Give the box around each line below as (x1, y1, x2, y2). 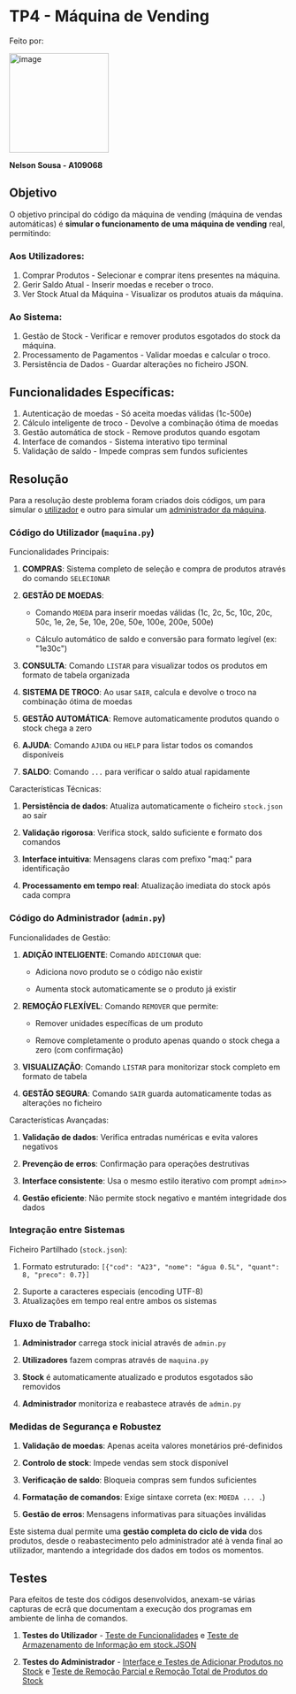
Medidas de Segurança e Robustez (9, 1421, 162, 1433)
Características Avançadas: (9, 1115, 109, 1125)
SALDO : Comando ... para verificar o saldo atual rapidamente (21, 767, 250, 778)
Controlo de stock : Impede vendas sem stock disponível (21, 1458, 229, 1468)
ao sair (21, 810, 47, 821)
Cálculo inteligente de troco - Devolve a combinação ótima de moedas (21, 418, 279, 428)
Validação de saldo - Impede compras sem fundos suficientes (21, 446, 248, 456)
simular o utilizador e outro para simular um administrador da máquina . (9, 504, 267, 515)
